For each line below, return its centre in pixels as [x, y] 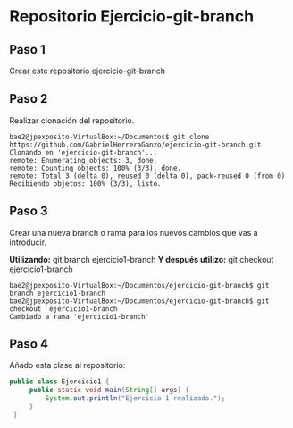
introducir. [28, 242]
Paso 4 [29, 344]
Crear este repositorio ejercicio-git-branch [87, 71]
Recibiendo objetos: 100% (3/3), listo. [86, 184]
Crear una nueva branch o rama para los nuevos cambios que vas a [134, 232]
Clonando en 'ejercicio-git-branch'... [84, 152]
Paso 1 [28, 50]
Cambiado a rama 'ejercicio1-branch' [80, 316]
